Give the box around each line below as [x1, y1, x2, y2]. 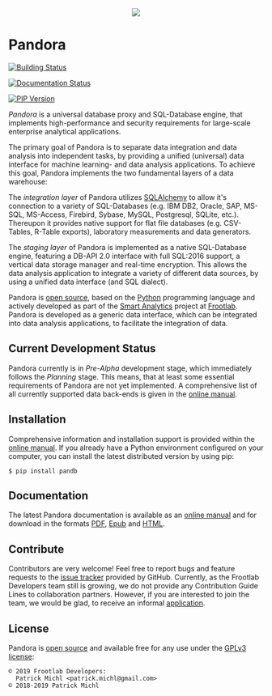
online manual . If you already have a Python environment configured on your [8, 443, 264, 452]
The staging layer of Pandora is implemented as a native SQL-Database [8, 242, 247, 252]
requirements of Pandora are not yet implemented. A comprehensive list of [8, 380, 257, 390]
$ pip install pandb [8, 467, 79, 475]
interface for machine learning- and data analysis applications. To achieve [8, 159, 256, 169]
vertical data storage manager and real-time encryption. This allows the [8, 259, 248, 269]
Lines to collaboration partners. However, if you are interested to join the [8, 590, 249, 600]
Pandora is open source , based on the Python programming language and [8, 292, 256, 302]
